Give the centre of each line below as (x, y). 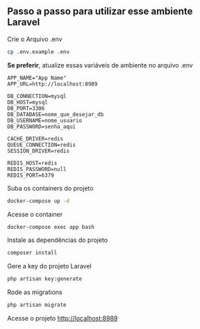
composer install (32, 253)
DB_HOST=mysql (28, 102)
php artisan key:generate (44, 279)
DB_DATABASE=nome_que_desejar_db (56, 114)
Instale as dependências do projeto (58, 240)
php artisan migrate (37, 305)
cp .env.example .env (39, 51)
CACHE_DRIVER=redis (35, 138)
